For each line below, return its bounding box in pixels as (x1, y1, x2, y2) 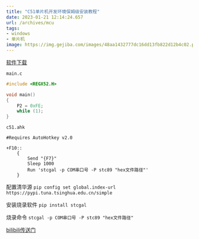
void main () (6, 91, 36, 98)
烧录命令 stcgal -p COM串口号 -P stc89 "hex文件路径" (6, 214, 134, 221)
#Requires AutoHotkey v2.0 (6, 135, 73, 141)
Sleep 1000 (27, 161, 54, 167)
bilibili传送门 (6, 227, 36, 234)
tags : (6, 25, 20, 31)
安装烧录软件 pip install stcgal (6, 201, 87, 208)
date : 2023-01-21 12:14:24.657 (6, 14, 84, 20)
